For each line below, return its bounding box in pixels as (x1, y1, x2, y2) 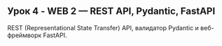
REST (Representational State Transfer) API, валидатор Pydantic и (7, 23, 200, 32)
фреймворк (7, 31, 42, 39)
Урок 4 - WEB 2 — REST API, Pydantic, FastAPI (7, 5, 216, 17)
